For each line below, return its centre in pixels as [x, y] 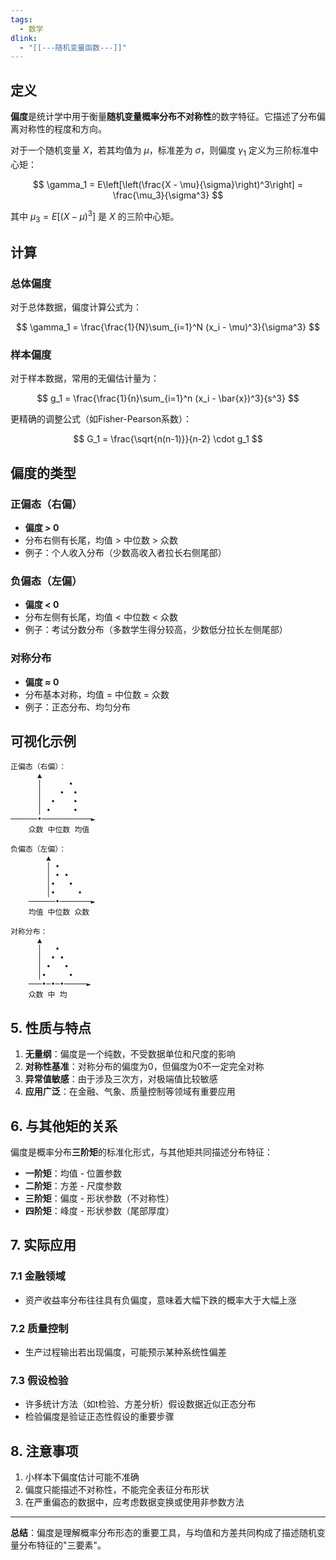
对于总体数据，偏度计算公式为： [76, 307]
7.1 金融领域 [38, 1276]
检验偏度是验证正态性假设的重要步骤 [99, 1417]
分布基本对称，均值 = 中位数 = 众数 [97, 694]
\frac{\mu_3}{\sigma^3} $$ [168, 195]
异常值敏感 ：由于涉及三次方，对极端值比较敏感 [121, 1079]
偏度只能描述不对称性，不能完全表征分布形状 [117, 1490]
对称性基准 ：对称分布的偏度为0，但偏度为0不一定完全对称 [144, 1067]
